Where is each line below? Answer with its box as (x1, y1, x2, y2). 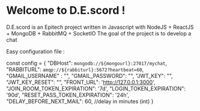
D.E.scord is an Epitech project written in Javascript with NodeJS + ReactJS (6, 23, 194, 31)
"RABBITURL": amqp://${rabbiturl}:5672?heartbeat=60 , (6, 65, 144, 73)
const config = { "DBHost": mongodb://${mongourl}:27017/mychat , (6, 59, 167, 67)
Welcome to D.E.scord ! (6, 4, 126, 17)
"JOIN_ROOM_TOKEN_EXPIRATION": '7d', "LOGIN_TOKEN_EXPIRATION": (6, 85, 186, 92)
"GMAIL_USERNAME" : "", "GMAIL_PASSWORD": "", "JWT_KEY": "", (6, 72, 173, 79)
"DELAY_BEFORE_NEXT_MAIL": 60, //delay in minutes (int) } (6, 97, 154, 105)
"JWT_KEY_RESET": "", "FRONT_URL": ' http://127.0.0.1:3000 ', (6, 79, 156, 86)
